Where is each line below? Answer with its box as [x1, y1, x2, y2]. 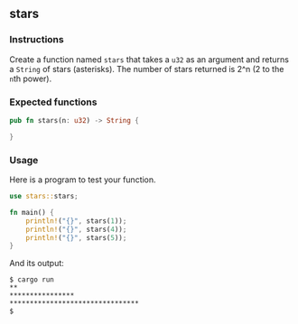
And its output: [9, 258, 65, 269]
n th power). [9, 73, 52, 84]
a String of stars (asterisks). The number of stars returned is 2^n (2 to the [9, 63, 284, 74]
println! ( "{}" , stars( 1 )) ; [25, 216, 127, 226]
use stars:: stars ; [9, 192, 79, 201]
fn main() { [9, 208, 54, 217]
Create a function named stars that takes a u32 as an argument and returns [9, 53, 289, 65]
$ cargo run [9, 275, 54, 284]
